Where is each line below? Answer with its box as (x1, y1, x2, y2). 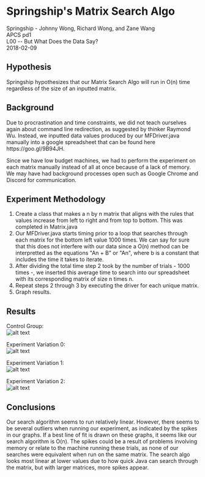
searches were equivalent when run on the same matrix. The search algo (6, 451, 190, 458)
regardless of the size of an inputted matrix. (6, 85, 117, 92)
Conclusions (6, 402, 56, 412)
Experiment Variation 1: (6, 359, 64, 367)
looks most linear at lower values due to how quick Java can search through (6, 457, 198, 464)
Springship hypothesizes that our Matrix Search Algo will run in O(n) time (6, 78, 190, 85)
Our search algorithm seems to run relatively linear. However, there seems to (6, 418, 200, 425)
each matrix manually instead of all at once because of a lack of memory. (6, 163, 192, 170)
